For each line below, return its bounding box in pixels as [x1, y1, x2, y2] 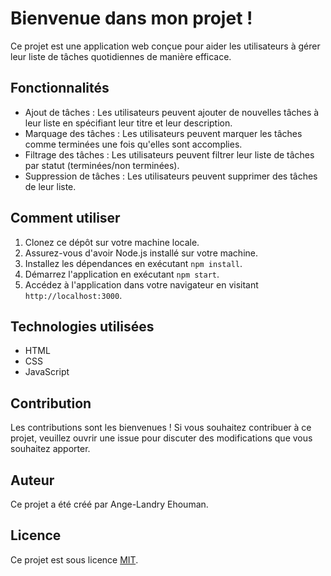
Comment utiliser [10, 210, 121, 227]
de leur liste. [24, 180, 77, 192]
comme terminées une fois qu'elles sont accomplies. [24, 138, 243, 150]
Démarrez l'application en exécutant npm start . [24, 268, 220, 280]
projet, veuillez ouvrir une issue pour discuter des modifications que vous [10, 432, 313, 444]
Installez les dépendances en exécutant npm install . [24, 257, 243, 269]
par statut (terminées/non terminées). [24, 159, 180, 171]
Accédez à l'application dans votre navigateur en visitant [24, 278, 259, 291]
